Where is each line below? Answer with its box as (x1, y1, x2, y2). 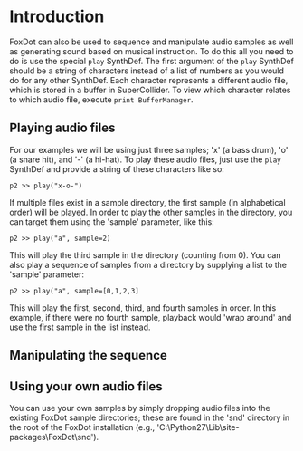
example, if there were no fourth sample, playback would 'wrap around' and (9, 312, 292, 322)
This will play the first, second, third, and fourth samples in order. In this (9, 302, 277, 313)
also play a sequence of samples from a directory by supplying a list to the (9, 259, 288, 270)
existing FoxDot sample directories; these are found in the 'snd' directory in (9, 412, 290, 423)
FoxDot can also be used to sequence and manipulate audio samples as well (9, 36, 294, 47)
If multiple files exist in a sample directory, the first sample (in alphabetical (9, 197, 287, 207)
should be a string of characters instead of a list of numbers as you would (9, 65, 285, 76)
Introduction (9, 6, 105, 27)
